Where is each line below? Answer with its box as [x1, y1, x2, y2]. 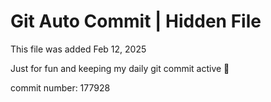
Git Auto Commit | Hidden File [10, 10, 262, 33]
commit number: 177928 [10, 81, 111, 94]
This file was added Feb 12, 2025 [10, 43, 147, 55]
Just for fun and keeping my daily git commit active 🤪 [10, 62, 230, 74]
